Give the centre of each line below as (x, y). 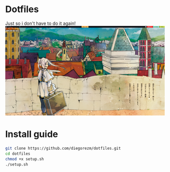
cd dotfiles (18, 154)
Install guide (32, 134)
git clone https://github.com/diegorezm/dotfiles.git (63, 148)
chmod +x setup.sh (25, 159)
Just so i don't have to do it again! (40, 23)
